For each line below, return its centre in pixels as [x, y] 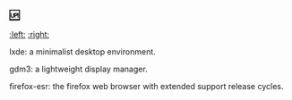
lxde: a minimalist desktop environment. [83, 52]
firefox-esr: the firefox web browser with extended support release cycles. [146, 87]
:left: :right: [30, 35]
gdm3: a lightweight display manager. [78, 69]
